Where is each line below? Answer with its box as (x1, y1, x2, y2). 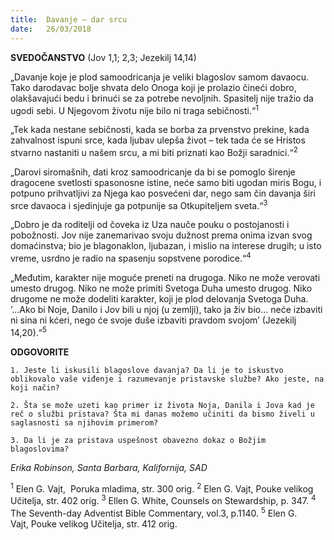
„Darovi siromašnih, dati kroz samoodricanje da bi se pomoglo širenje (10, 166, 296, 178)
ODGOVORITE (10, 346, 70, 358)
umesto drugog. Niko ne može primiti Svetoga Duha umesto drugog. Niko (10, 282, 313, 295)
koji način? (10, 382, 60, 393)
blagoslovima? (10, 444, 70, 454)
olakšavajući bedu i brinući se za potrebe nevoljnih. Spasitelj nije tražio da (10, 92, 314, 104)
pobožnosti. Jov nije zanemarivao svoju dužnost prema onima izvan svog (10, 229, 313, 241)
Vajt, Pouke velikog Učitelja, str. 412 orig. (10, 517, 178, 530)
